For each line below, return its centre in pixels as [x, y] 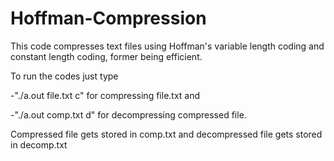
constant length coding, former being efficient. [106, 56]
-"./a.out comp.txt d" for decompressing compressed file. [128, 114]
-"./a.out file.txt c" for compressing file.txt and [105, 95]
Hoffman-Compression [108, 18]
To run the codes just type [64, 76]
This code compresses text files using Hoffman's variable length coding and [167, 46]
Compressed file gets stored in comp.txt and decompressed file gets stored [166, 134]
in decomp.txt [39, 144]
